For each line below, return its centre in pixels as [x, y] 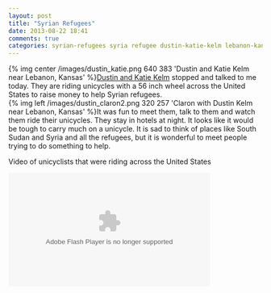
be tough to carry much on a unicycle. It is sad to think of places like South [132, 129]
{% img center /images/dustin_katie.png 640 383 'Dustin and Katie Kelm [129, 69]
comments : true [34, 38]
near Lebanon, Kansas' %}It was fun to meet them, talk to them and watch [132, 112]
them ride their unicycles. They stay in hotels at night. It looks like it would [131, 120]
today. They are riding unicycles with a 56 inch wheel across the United [127, 86]
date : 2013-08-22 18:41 [48, 31]
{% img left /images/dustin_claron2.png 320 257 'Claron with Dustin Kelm [131, 103]
